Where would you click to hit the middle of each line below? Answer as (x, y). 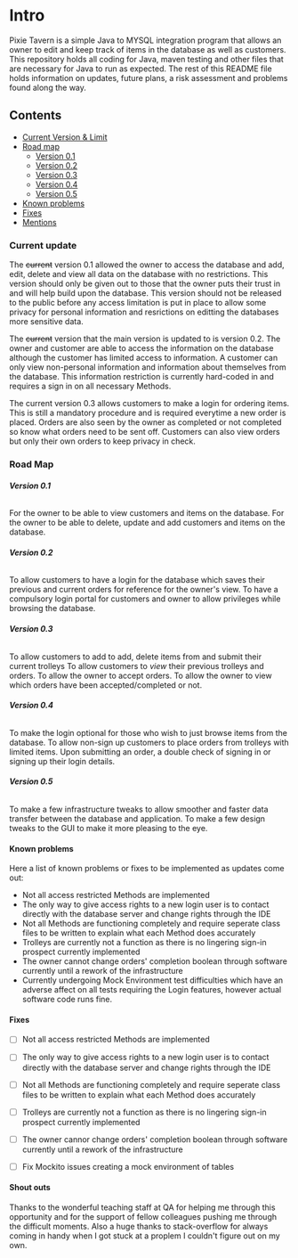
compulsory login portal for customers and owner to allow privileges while (145, 599)
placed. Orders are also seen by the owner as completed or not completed (145, 422)
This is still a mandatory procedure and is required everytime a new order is (148, 413)
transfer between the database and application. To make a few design (137, 818)
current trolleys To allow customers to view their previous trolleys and (137, 666)
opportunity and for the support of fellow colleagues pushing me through (143, 1216)
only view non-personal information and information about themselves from (148, 367)
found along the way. (48, 87)
